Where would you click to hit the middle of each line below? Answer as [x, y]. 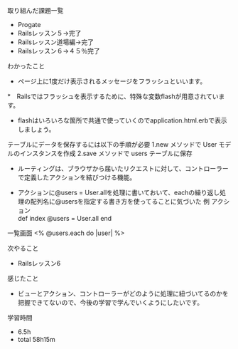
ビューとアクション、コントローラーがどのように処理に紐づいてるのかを [123, 293]
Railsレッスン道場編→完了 [56, 42]
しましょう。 [36, 129]
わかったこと [26, 66]
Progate [29, 25]
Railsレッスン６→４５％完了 [59, 51]
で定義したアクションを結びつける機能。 [77, 177]
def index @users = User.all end [65, 218]
